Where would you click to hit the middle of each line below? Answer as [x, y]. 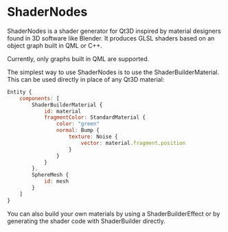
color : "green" [78, 124]
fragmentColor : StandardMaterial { [95, 117]
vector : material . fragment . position [133, 143]
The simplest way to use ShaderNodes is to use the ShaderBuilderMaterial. [113, 72]
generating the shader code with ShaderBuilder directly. [87, 221]
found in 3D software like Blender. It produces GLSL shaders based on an [111, 38]
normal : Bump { [78, 130]
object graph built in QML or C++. [55, 45]
